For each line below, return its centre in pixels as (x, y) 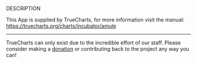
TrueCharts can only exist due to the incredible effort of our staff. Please (94, 43)
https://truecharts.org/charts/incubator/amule (61, 26)
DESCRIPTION (23, 8)
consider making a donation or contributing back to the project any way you (98, 49)
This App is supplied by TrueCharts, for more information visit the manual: (95, 20)
